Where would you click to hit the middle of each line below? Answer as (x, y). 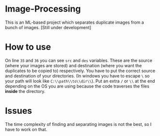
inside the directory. (25, 91)
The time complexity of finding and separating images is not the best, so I (78, 124)
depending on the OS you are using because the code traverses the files (77, 86)
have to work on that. (26, 129)
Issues (19, 111)
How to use (28, 47)
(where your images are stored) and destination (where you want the (73, 65)
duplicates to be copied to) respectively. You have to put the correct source (80, 71)
